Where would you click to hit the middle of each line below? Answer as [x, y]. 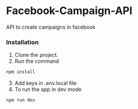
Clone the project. [36, 55]
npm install [21, 72]
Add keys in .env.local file [46, 83]
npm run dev [21, 100]
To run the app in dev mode [48, 90]
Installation [23, 42]
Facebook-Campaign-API [69, 11]
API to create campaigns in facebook [51, 27]
